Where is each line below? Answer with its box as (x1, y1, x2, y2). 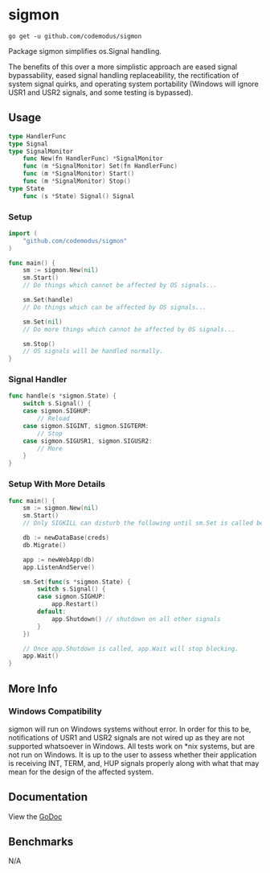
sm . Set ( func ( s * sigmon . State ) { (22, 578, 131, 586)
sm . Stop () (22, 340, 56, 348)
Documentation (8, 790, 88, 804)
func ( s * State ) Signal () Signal (22, 191, 135, 200)
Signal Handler (8, 374, 67, 385)
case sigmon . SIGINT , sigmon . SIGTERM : (22, 422, 149, 430)
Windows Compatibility (8, 706, 102, 717)
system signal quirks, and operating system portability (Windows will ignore (8, 79, 260, 89)
